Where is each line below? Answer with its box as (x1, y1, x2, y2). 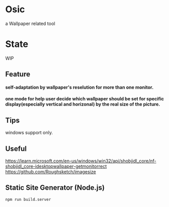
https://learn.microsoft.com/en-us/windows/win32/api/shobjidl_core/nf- (5, 158, 157, 164)
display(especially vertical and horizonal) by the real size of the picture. (5, 101, 160, 108)
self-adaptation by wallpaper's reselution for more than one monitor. (5, 84, 154, 90)
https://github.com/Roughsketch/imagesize (5, 169, 96, 175)
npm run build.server (5, 197, 51, 202)
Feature (5, 70, 31, 79)
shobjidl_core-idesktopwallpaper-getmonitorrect (5, 163, 107, 169)
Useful (5, 144, 27, 153)
